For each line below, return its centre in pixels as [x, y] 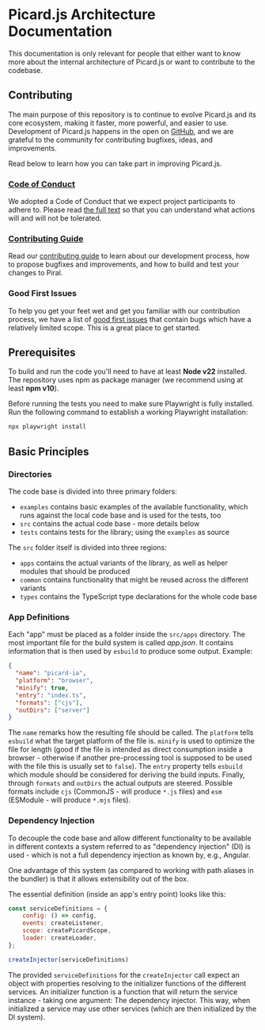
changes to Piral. [36, 273]
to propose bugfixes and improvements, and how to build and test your [124, 264]
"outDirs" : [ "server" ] [53, 710]
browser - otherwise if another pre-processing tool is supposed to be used [130, 758]
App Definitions [39, 617]
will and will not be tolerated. [55, 218]
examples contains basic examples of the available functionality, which [134, 507]
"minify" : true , [42, 688]
